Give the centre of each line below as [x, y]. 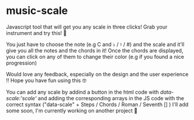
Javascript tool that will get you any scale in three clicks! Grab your [87, 27]
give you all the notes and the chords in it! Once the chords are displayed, [95, 50]
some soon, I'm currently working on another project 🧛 [72, 110]
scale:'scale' [21, 98]
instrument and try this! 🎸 [37, 33]
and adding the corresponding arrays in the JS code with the [111, 98]
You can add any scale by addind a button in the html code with [83, 92]
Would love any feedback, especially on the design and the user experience [97, 74]
